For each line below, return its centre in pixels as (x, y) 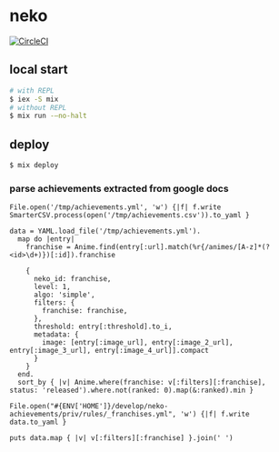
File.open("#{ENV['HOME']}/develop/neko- (89, 407)
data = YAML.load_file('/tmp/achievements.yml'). (105, 231)
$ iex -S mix (34, 99)
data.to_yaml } (38, 422)
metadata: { (56, 335)
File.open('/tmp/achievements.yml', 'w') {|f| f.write (115, 207)
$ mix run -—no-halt (49, 116)
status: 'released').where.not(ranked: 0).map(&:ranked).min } (132, 391)
